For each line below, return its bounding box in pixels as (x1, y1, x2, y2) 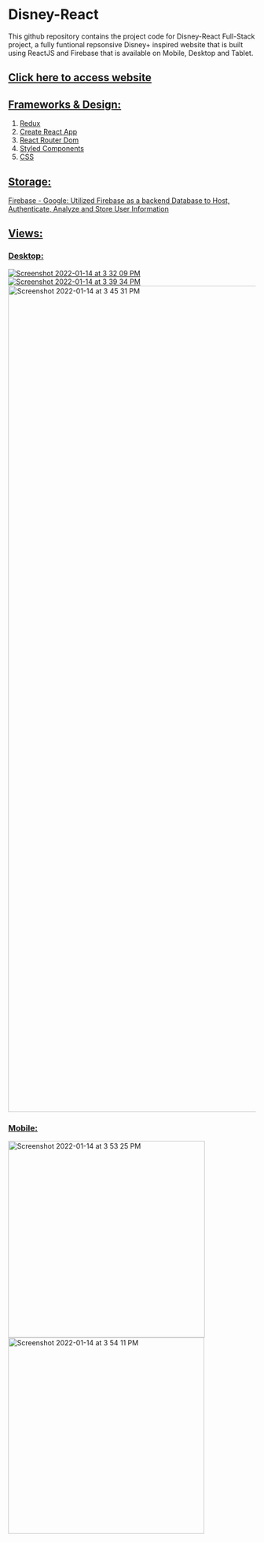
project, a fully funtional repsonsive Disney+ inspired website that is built (8, 39, 244, 49)
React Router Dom (19, 135, 79, 145)
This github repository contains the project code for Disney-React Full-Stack (8, 31, 255, 41)
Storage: (8, 175, 52, 188)
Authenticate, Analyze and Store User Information (8, 204, 169, 213)
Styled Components (19, 144, 85, 153)
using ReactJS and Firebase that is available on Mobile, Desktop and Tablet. (8, 48, 254, 57)
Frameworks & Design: (8, 98, 122, 111)
